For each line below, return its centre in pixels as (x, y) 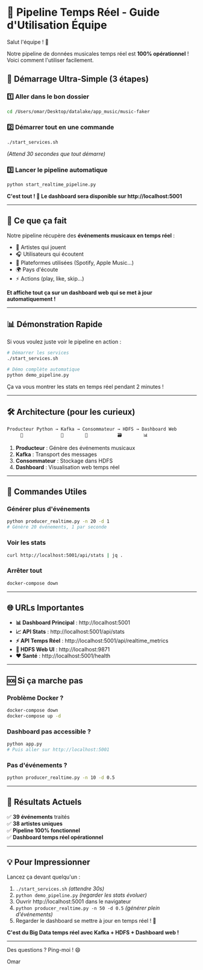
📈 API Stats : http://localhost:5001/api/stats (70, 632)
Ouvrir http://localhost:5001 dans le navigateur (73, 901)
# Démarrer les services (38, 353)
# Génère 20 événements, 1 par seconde (57, 527)
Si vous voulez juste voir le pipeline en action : (64, 342)
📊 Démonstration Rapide (55, 324)
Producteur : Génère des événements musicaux (75, 448)
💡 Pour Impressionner (48, 862)
